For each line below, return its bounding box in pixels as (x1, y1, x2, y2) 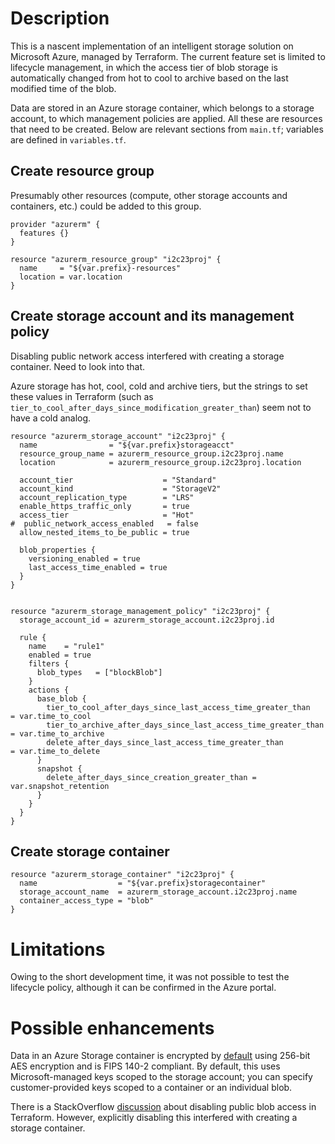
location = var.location (19, 272, 123, 282)
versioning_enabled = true (28, 553, 141, 564)
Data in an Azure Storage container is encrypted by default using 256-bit (10, 1050, 311, 1062)
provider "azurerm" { (10, 219, 101, 229)
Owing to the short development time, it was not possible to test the (10, 971, 290, 983)
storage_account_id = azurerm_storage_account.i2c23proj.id (19, 615, 275, 625)
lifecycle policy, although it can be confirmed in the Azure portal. (10, 982, 277, 994)
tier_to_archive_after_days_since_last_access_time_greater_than (46, 720, 325, 730)
